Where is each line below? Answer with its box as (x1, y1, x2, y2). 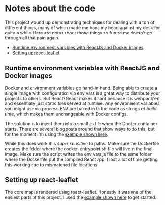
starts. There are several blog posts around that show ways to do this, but (5, 126, 155, 132)
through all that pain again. (5, 35, 60, 41)
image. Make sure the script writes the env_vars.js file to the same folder (5, 151, 152, 157)
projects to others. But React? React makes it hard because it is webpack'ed (5, 95, 160, 101)
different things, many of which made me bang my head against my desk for (5, 24, 160, 30)
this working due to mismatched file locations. (5, 161, 99, 168)
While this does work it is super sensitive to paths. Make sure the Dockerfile (5, 140, 159, 146)
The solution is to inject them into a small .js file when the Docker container (5, 120, 158, 126)
